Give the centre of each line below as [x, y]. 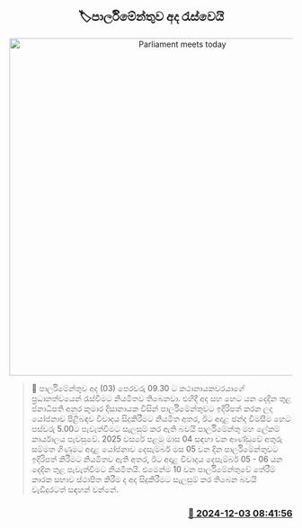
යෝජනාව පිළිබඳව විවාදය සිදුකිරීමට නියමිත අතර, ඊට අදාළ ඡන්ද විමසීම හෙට [161, 418]
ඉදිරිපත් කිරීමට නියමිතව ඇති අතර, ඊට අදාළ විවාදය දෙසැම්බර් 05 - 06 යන [157, 459]
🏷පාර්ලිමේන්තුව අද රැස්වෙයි [151, 17]
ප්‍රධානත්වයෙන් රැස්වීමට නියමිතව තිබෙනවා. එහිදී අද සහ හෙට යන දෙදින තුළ [161, 398]
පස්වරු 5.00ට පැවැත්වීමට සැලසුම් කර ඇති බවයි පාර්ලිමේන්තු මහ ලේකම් [155, 428]
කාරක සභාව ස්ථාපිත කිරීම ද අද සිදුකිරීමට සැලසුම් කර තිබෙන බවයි [144, 479]
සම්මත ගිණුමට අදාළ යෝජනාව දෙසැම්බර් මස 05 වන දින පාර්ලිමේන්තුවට [155, 449]
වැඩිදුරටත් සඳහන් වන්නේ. [75, 489]
